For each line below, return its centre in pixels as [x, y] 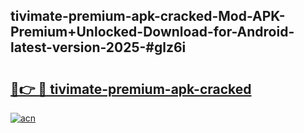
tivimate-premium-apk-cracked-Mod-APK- [148, 16]
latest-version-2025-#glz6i [98, 47]
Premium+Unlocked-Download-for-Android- [152, 32]
